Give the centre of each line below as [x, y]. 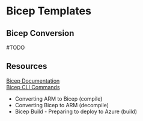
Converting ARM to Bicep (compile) [59, 99]
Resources [27, 66]
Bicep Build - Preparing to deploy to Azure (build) [76, 111]
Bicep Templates [49, 11]
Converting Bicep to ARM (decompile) [62, 105]
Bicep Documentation [33, 81]
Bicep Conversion [40, 33]
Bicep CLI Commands [33, 87]
